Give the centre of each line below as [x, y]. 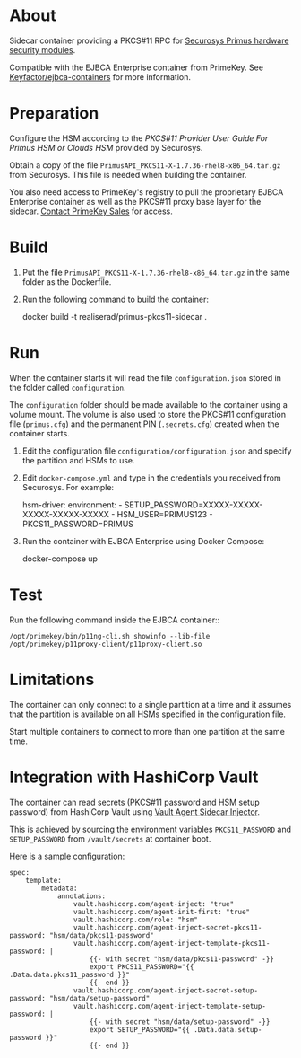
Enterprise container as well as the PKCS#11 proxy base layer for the [135, 201]
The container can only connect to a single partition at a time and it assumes [150, 704]
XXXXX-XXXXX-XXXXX [66, 514]
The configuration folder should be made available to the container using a [149, 404]
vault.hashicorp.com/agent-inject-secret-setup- [165, 990]
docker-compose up [60, 559]
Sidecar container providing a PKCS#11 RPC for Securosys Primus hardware [149, 40]
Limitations [52, 679]
